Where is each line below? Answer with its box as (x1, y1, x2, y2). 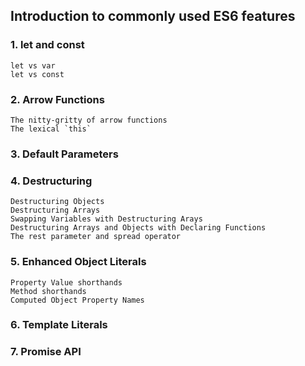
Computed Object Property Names (10, 295, 145, 305)
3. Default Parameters (10, 147, 119, 161)
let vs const (10, 69, 65, 79)
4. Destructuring (10, 174, 93, 188)
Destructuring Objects (10, 197, 105, 207)
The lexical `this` (10, 124, 92, 134)
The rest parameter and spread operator (10, 232, 182, 242)
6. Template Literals (10, 318, 108, 332)
